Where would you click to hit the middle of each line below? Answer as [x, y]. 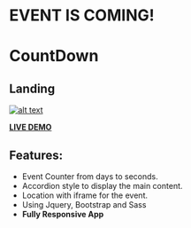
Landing [32, 88]
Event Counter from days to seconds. [90, 177]
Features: [36, 155]
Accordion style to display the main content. [102, 186]
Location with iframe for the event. [85, 195]
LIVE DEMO [31, 127]
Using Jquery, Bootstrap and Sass [84, 204]
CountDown [54, 56]
